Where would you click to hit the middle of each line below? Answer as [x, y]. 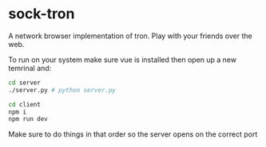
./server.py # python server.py [62, 90]
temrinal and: [30, 68]
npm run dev [28, 119]
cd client [25, 104]
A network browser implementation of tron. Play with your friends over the [131, 36]
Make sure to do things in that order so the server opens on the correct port [133, 134]
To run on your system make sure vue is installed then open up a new [123, 60]
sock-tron [42, 14]
